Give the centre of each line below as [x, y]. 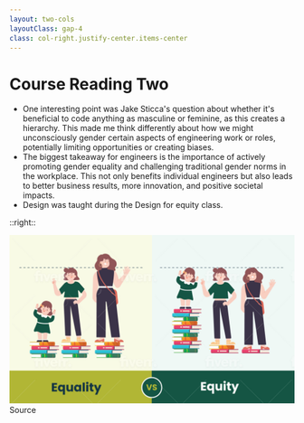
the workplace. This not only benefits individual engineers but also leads [157, 176]
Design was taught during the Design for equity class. [123, 205]
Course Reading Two [89, 84]
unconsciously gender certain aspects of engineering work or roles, [149, 138]
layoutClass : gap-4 [46, 28]
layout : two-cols [42, 19]
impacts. [38, 195]
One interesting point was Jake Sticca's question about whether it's [148, 109]
